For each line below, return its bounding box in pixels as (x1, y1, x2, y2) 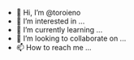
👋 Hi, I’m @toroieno (15, 8, 81, 17)
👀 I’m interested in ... (15, 16, 85, 26)
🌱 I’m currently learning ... (15, 25, 103, 34)
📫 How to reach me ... (15, 43, 92, 52)
